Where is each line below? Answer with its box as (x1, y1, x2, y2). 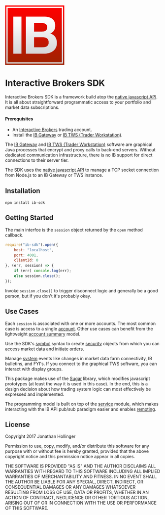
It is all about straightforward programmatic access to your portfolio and (5, 99, 151, 105)
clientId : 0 (14, 258, 38, 263)
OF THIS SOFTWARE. (5, 505, 49, 511)
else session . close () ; (14, 274, 61, 279)
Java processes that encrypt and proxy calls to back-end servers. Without (5, 147, 156, 153)
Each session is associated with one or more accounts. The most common (5, 320, 156, 327)
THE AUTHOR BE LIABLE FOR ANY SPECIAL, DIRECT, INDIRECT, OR (5, 479, 144, 485)
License (5, 420, 30, 428)
